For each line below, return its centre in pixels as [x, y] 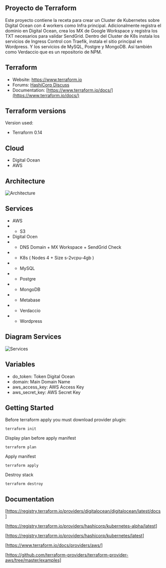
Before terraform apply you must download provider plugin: [66, 420]
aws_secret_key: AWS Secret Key [46, 392]
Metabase [30, 300]
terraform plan [21, 447]
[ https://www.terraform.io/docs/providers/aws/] [54, 545]
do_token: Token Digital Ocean [44, 376]
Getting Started [29, 408]
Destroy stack [19, 475]
